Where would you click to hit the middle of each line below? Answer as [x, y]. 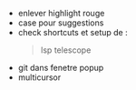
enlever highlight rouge [61, 13]
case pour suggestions [61, 23]
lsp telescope [66, 50]
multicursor [39, 77]
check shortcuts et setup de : [73, 32]
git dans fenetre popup [61, 68]
